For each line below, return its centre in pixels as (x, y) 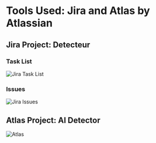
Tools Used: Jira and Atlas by (78, 11)
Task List (19, 61)
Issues (16, 89)
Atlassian (29, 23)
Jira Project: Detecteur (48, 45)
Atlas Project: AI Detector (53, 120)
